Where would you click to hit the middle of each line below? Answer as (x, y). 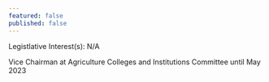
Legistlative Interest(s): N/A (54, 46)
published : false (38, 23)
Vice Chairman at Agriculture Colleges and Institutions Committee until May (135, 62)
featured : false (36, 16)
